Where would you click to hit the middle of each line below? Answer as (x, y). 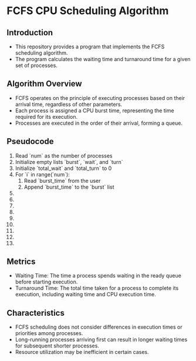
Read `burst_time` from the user (62, 180)
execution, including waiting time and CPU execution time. (85, 295)
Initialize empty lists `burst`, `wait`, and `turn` (69, 162)
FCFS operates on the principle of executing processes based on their (100, 98)
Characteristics (36, 313)
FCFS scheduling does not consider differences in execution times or (99, 327)
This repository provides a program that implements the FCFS (90, 46)
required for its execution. (46, 116)
